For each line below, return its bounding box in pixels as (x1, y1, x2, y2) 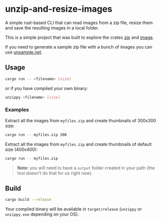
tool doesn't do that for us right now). (17, 170, 93, 176)
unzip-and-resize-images (5, 3, 113, 15)
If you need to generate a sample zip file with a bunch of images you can (5, 44, 153, 50)
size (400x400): (5, 146, 38, 152)
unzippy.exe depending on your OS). (5, 211, 80, 217)
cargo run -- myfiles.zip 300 (5, 132, 67, 137)
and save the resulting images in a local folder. (5, 25, 99, 30)
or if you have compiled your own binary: (5, 85, 88, 91)
